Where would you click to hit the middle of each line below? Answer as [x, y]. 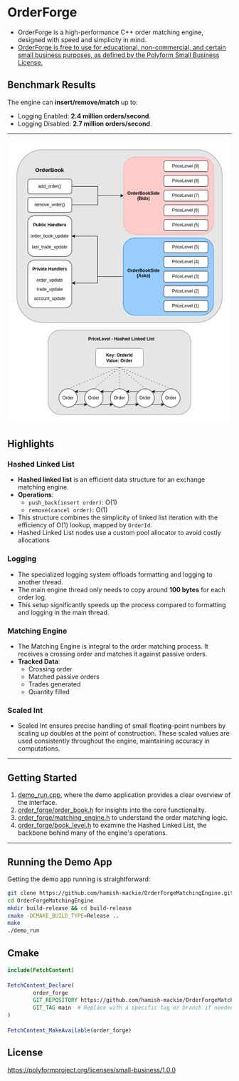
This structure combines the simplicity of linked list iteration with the [118, 517]
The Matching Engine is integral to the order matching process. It [113, 646]
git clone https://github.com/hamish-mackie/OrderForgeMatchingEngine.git [121, 893]
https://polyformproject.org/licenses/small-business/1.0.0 [92, 1070]
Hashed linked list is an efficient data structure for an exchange [111, 479]
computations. [39, 748]
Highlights [31, 444]
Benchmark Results [52, 85]
